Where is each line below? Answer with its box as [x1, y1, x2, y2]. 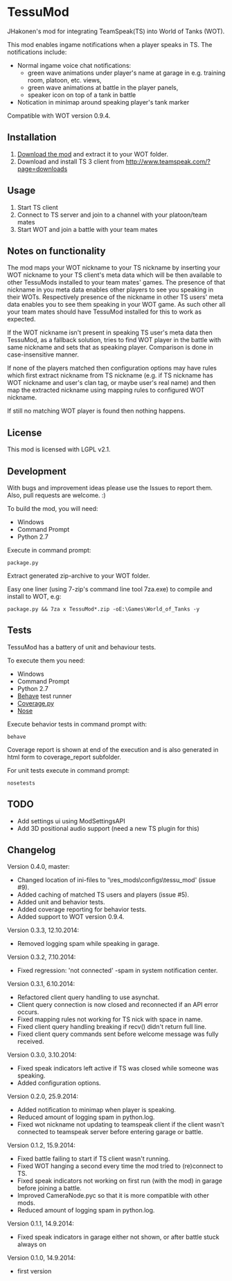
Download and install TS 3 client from [17, 157, 125, 165]
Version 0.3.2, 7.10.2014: [7, 953, 76, 961]
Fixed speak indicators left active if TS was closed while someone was [17, 1064, 219, 1073]
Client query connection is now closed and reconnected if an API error [17, 1001, 219, 1009]
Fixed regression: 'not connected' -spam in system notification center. [17, 967, 218, 975]
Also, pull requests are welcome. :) [7, 491, 106, 499]
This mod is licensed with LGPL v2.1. [7, 445, 111, 454]
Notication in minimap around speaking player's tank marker [17, 98, 190, 106]
